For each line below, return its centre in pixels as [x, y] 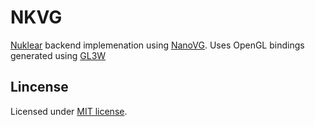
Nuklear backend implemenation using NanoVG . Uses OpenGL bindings [157, 45]
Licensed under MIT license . [69, 111]
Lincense [39, 87]
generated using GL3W [58, 55]
